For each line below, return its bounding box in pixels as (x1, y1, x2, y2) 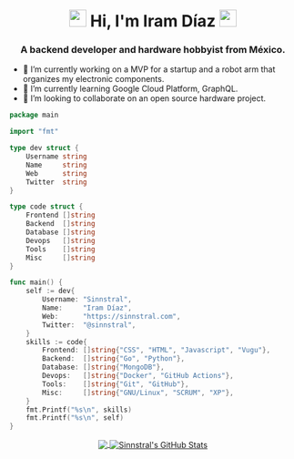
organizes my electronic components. (22, 74, 165, 85)
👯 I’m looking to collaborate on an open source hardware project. (22, 93, 267, 104)
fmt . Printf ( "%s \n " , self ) (25, 413, 125, 423)
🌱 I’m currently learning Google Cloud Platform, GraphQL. (22, 83, 238, 95)
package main (9, 110, 59, 120)
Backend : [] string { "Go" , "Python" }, (42, 354, 185, 363)
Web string (25, 168, 88, 178)
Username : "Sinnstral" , (42, 295, 132, 304)
